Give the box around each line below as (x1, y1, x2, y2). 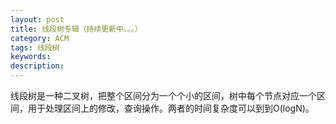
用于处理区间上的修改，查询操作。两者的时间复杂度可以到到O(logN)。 (27, 102, 315, 114)
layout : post (10, 14, 65, 25)
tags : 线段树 (10, 42, 60, 53)
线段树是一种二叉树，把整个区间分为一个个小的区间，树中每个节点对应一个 (10, 90, 317, 101)
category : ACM (10, 33, 70, 43)
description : (10, 61, 65, 71)
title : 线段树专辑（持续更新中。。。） (10, 24, 143, 34)
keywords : (10, 52, 52, 62)
